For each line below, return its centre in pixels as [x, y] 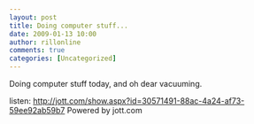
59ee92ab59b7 [37, 110]
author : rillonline [45, 42]
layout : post [33, 17]
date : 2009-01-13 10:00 [53, 34]
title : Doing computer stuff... [69, 26]
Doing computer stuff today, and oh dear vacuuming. [106, 84]
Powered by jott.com [105, 110]
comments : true [37, 50]
